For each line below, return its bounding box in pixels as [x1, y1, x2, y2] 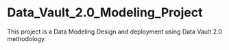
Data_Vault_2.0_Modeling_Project [7, 5, 203, 21]
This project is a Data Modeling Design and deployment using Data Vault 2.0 [7, 27, 223, 36]
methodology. [7, 34, 47, 42]
